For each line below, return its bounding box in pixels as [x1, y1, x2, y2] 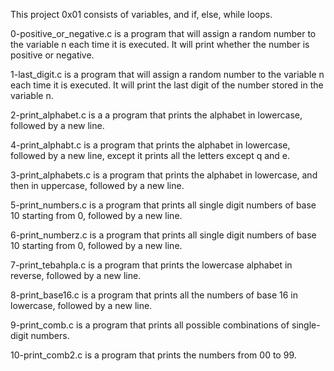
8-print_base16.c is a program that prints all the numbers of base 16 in [10, 289, 299, 301]
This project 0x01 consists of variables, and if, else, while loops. [10, 9, 273, 20]
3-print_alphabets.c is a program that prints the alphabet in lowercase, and [10, 169, 318, 181]
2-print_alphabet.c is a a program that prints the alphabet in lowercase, [10, 109, 303, 121]
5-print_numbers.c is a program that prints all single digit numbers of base [10, 199, 317, 211]
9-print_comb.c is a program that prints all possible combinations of [10, 319, 290, 331]
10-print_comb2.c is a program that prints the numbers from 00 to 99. [10, 349, 297, 361]
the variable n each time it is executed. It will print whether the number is [10, 39, 310, 50]
